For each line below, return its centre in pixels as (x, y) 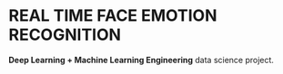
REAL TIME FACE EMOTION (113, 16)
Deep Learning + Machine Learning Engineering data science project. (141, 60)
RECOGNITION (65, 35)
